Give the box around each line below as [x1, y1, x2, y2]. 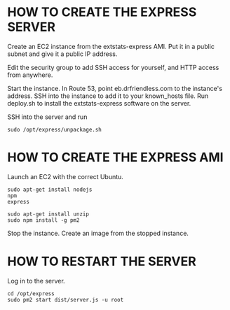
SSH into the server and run [7, 113, 88, 121]
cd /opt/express [7, 290, 55, 297]
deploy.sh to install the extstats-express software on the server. [7, 99, 191, 107]
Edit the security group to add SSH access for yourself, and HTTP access [7, 63, 219, 71]
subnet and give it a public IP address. [7, 50, 118, 58]
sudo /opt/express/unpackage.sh [7, 126, 102, 133]
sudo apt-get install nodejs [7, 186, 93, 193]
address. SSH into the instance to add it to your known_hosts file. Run [7, 92, 209, 100]
